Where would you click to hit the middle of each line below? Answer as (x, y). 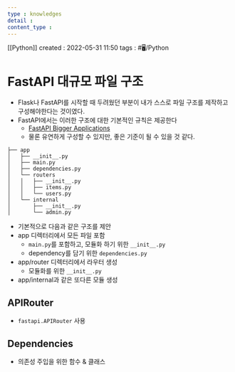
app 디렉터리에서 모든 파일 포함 (61, 235)
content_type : (30, 27)
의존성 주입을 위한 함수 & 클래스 (61, 361)
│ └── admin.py (40, 213)
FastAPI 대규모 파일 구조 (75, 81)
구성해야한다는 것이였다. (51, 112)
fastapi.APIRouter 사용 (52, 321)
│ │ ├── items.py (40, 188)
